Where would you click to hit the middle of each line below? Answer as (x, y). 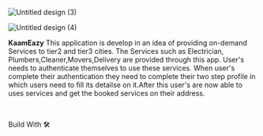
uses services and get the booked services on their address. (107, 93)
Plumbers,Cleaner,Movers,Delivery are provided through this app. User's (126, 60)
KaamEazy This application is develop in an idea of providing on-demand (128, 43)
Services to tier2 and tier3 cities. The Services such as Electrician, (116, 51)
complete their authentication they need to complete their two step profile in (132, 76)
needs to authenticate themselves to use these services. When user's (122, 68)
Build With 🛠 (29, 124)
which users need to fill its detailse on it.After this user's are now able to (126, 85)
